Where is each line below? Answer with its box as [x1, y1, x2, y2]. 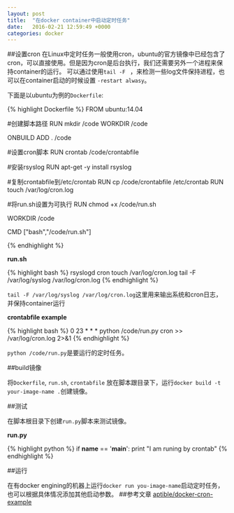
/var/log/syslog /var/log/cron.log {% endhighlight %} [7, 276, 159, 285]
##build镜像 [7, 364, 42, 372]
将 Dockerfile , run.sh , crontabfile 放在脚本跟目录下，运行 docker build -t [7, 378, 221, 387]
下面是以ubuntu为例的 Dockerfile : [7, 91, 103, 100]
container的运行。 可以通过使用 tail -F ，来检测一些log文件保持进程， [13, 67, 219, 76]
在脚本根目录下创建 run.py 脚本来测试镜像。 [7, 417, 131, 425]
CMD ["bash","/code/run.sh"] [7, 228, 92, 236]
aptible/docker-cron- [152, 490, 213, 498]
